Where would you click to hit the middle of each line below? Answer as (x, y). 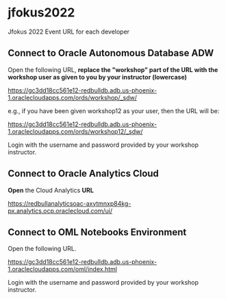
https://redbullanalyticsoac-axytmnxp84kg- (70, 203)
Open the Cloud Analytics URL (51, 190)
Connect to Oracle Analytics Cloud (84, 174)
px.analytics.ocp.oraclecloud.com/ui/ (60, 211)
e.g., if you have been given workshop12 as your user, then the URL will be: (114, 110)
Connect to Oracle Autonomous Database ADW (111, 53)
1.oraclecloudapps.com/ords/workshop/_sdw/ (73, 97)
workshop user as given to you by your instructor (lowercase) (98, 77)
